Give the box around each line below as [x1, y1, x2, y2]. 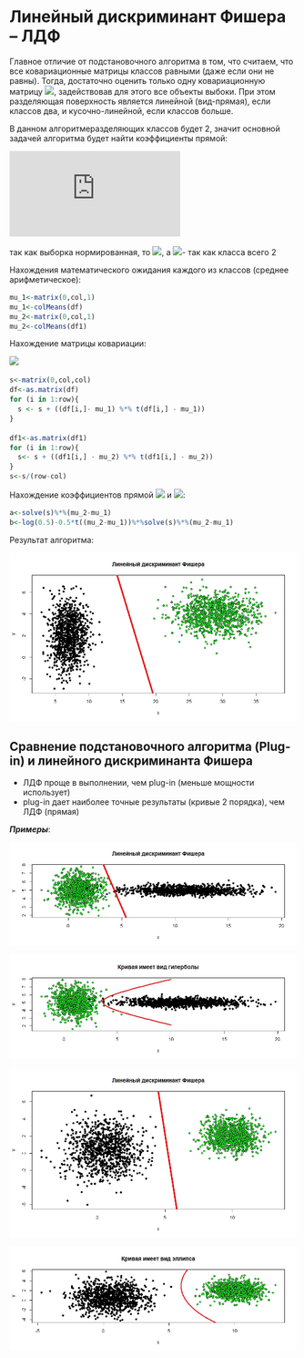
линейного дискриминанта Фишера [37, 754, 253, 769]
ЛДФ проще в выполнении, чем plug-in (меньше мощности [22, 777, 255, 788]
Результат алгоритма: [9, 534, 94, 545]
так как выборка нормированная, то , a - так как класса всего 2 [9, 246, 277, 257]
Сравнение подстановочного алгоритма [9, 739, 252, 755]
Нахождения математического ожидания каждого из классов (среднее [9, 264, 289, 275]
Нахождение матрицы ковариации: [9, 338, 147, 349]
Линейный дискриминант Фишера [9, 6, 287, 27]
